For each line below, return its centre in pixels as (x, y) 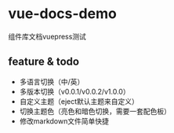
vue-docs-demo (63, 14)
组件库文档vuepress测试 (47, 36)
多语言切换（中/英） (52, 81)
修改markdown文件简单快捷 (64, 121)
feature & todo (44, 62)
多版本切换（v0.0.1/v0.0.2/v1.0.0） (75, 91)
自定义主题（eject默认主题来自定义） (79, 101)
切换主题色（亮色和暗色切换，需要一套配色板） (95, 111)
